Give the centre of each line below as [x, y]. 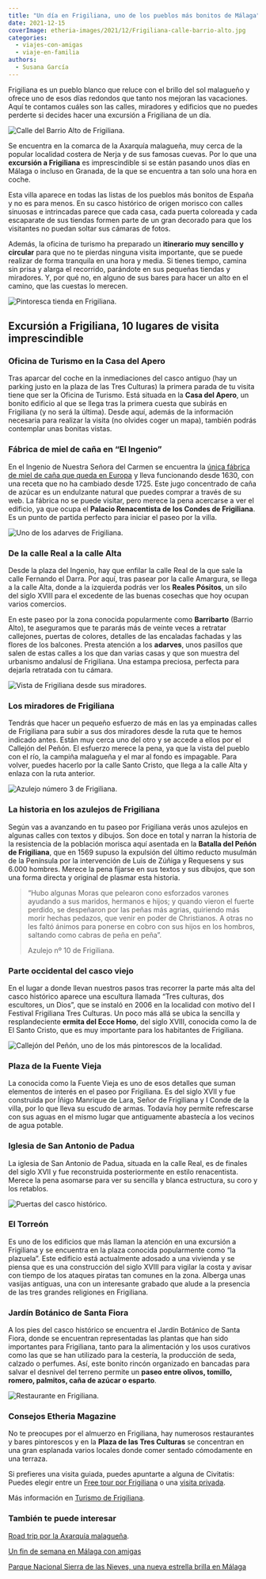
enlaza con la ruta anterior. [52, 774]
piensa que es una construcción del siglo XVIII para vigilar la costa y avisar [130, 1267]
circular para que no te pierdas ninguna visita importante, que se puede [125, 252]
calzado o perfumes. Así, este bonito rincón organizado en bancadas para [129, 1363]
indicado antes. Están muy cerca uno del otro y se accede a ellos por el [125, 740]
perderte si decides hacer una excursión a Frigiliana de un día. [110, 115]
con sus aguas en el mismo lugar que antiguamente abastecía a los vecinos [131, 1117]
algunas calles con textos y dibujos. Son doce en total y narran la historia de [133, 835]
